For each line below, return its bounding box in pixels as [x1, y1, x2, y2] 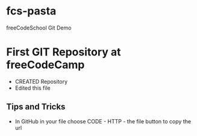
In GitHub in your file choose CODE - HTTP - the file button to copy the [14, 117, 192, 125]
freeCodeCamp [6, 58, 85, 72]
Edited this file [14, 84, 51, 91]
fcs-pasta [6, 4, 57, 18]
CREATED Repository [14, 78, 68, 85]
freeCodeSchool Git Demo [6, 24, 72, 31]
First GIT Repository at [6, 45, 121, 59]
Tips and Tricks [6, 102, 66, 112]
